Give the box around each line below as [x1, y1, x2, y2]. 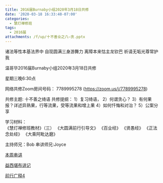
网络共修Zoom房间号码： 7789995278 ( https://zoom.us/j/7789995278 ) [5, 86, 148, 91]
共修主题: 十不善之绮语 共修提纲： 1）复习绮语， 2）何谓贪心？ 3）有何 [5, 96, 148, 102]
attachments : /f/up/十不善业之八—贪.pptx [5, 35, 85, 40]
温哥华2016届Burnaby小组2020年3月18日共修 [5, 65, 97, 71]
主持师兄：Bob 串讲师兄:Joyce [5, 141, 66, 147]
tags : [5, 25, 16, 30]
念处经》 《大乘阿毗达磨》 [5, 131, 58, 137]
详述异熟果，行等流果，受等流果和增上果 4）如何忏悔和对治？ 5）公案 [13, 102, 154, 108]
